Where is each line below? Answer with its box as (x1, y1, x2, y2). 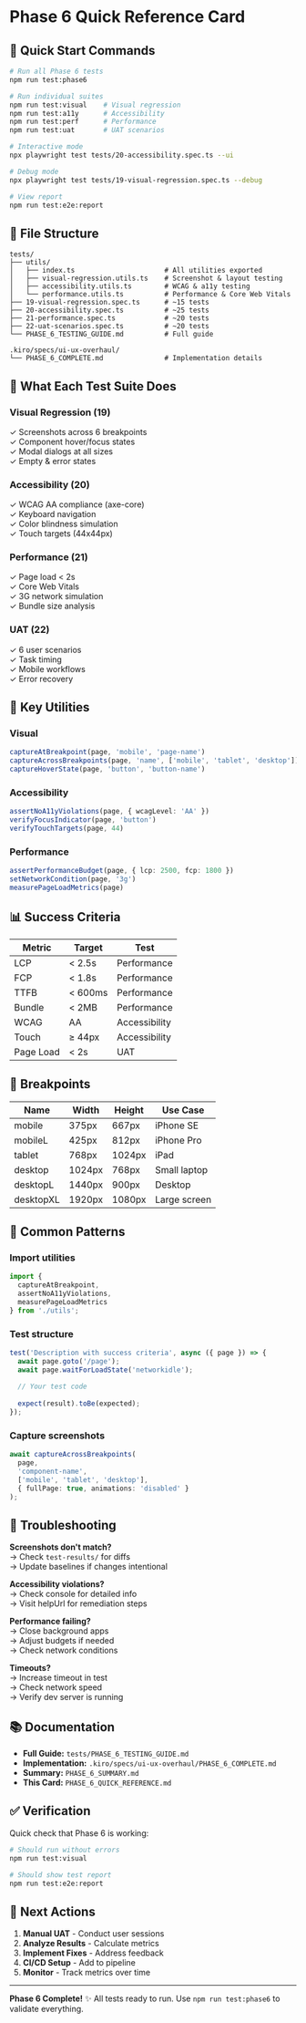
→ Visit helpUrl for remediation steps (9, 1598, 148, 1609)
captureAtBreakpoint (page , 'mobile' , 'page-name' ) (9, 748, 206, 757)
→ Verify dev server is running (9, 1692, 124, 1703)
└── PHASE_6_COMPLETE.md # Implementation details (9, 354, 262, 363)
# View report (9, 192, 64, 202)
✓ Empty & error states (9, 455, 97, 466)
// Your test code (17, 1382, 88, 1392)
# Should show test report (9, 1870, 112, 1880)
